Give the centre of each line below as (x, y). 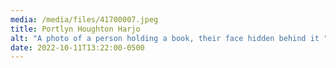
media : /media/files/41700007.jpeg (84, 19)
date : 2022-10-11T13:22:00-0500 (77, 47)
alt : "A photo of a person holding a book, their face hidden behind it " (169, 38)
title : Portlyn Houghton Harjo (75, 29)
